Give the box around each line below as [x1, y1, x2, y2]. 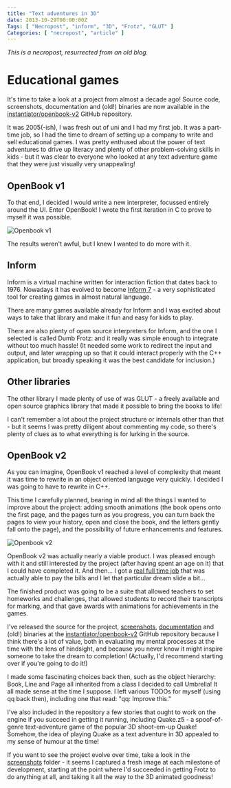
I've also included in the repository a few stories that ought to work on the [7, 708, 217, 716]
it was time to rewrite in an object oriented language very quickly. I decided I [7, 475, 223, 484]
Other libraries [7, 376, 71, 388]
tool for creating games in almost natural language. [7, 293, 151, 301]
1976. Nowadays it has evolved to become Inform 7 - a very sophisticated [7, 285, 215, 293]
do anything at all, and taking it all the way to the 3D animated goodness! [7, 773, 213, 781]
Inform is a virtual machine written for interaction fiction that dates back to [7, 277, 218, 286]
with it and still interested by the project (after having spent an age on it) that [7, 560, 224, 568]
